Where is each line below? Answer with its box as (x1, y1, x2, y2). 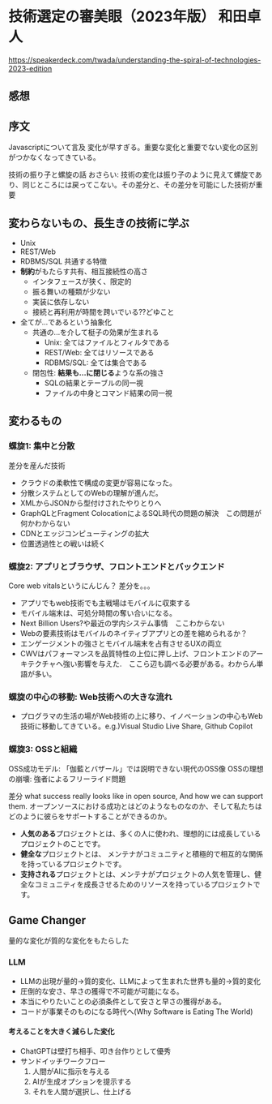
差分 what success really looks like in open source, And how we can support (8, 791, 264, 801)
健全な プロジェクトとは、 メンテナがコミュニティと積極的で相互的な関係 (19, 848, 263, 858)
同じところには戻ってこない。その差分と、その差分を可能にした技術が (22, 180, 257, 190)
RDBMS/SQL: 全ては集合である (44, 358, 147, 367)
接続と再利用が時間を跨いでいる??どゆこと (32, 307, 175, 316)
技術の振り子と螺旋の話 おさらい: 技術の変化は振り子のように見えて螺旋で (8, 170, 256, 179)
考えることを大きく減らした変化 (8, 1027, 115, 1037)
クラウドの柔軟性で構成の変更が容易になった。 (19, 478, 176, 488)
